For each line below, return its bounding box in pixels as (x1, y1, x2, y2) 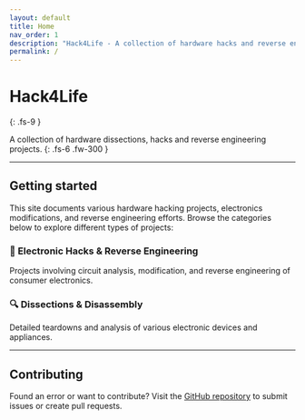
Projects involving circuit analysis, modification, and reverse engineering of (9, 265, 290, 276)
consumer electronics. (9, 275, 93, 286)
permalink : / (9, 47, 59, 56)
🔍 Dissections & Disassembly (9, 298, 143, 311)
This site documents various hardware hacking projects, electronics (9, 202, 263, 214)
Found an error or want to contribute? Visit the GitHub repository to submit (9, 391, 288, 402)
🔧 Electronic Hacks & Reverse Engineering (9, 245, 199, 257)
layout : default (9, 13, 71, 23)
